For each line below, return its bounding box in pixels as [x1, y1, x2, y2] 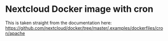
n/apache [5, 30, 25, 36]
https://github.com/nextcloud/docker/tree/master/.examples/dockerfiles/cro [5, 25, 163, 31]
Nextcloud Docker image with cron [5, 3, 154, 15]
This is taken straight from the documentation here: [5, 20, 112, 26]
